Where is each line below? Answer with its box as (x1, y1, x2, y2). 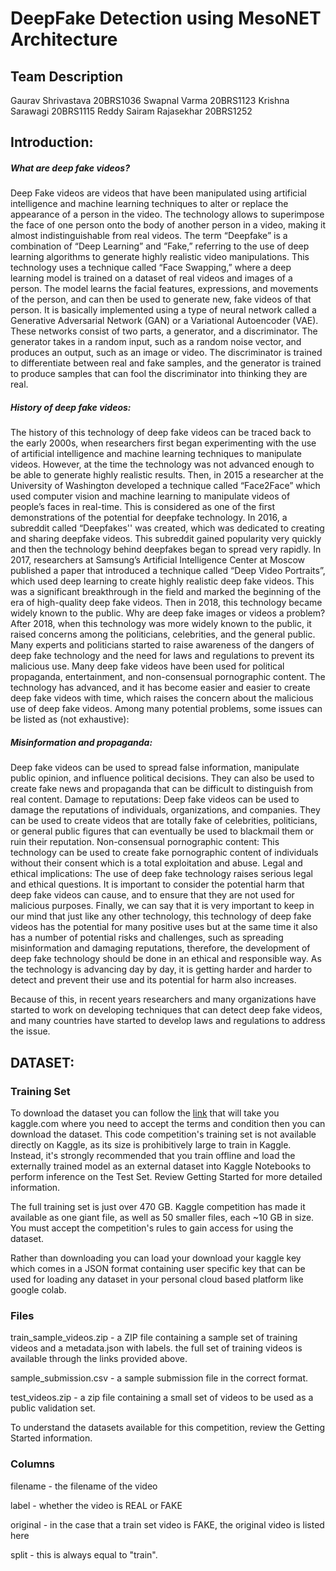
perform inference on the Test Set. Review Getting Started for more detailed (10, 1170, 323, 1182)
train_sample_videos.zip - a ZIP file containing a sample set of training (10, 1332, 298, 1344)
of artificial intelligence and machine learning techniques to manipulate (10, 448, 302, 460)
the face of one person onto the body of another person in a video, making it (10, 219, 326, 231)
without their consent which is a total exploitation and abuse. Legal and (10, 857, 303, 869)
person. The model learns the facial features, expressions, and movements (10, 283, 319, 295)
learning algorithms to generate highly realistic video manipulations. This (10, 251, 310, 263)
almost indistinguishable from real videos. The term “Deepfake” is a (10, 230, 288, 242)
